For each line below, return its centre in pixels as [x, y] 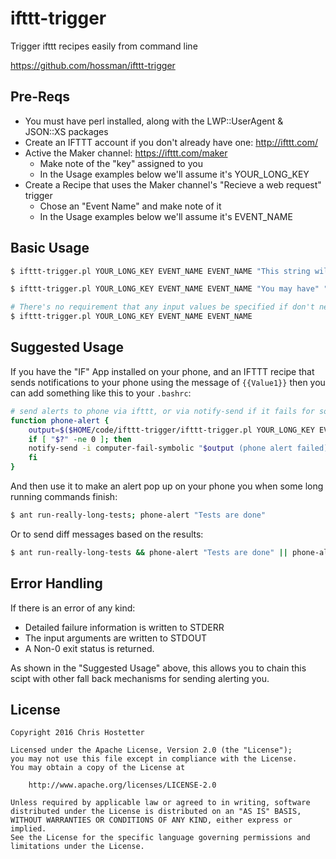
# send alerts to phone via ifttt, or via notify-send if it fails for [162, 411]
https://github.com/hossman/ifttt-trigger [93, 65]
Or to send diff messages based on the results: [107, 534]
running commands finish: [64, 496]
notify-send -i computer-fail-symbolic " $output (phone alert [160, 448]
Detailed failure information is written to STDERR [124, 627]
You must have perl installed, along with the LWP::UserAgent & [154, 121]
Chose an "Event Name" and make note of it [130, 206]
